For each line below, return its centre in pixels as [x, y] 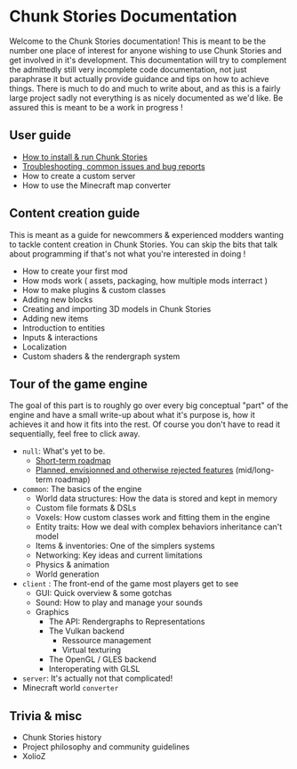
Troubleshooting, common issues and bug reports [114, 166]
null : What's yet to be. [64, 451]
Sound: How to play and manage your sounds [119, 602]
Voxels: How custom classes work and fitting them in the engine [153, 518]
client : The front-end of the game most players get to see [130, 584]
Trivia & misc [46, 716]
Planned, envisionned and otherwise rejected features [134, 470]
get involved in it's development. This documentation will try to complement [148, 60]
